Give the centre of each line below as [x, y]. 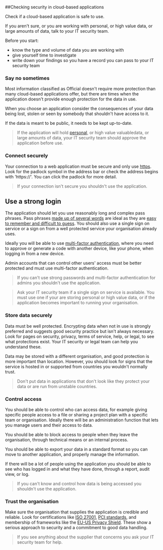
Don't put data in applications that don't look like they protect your [83, 381]
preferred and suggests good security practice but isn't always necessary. [80, 331]
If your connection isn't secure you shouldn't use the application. [82, 186]
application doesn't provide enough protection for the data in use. [71, 99]
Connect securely [27, 156]
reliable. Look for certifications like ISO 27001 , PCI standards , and [71, 517]
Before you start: [22, 40]
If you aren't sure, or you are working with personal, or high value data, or [79, 26]
